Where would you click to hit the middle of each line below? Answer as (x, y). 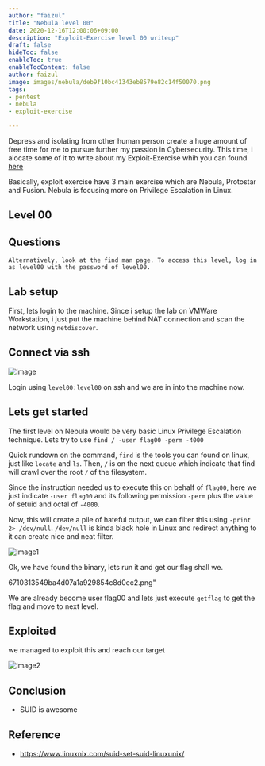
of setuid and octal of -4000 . (54, 504)
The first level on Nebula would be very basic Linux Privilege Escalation (125, 431)
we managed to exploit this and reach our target (86, 650)
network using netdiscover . (53, 328)
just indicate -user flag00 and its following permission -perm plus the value (131, 495)
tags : (17, 89)
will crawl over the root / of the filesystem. (78, 472)
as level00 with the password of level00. (79, 268)
